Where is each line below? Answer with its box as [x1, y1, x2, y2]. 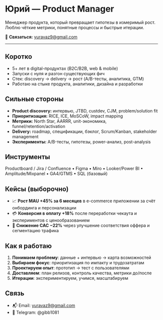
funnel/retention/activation [12, 123, 65, 129]
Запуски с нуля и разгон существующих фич [12, 70, 105, 76]
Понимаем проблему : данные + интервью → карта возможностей [12, 255, 151, 260]
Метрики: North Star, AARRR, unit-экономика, [12, 118, 107, 124]
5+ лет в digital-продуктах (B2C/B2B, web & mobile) [12, 65, 118, 71]
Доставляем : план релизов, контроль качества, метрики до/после [12, 270, 152, 276]
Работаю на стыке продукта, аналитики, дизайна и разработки [12, 81, 143, 87]
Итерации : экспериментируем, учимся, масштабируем [12, 275, 129, 281]
